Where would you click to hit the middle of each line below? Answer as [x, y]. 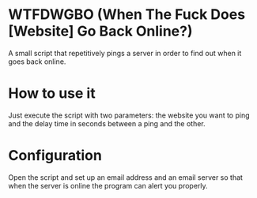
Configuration [55, 156]
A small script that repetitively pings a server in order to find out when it [125, 53]
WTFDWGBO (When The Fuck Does [127, 15]
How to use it [52, 93]
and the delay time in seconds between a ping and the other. [107, 123]
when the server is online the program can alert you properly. [108, 185]
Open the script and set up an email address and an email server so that [126, 177]
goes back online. [37, 62]
